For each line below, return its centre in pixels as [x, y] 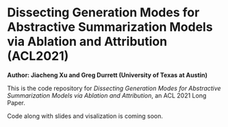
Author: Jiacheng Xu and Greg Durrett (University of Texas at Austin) [107, 75]
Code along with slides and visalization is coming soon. [85, 116]
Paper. [16, 102]
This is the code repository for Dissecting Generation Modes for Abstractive [114, 88]
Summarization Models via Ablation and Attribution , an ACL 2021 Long [107, 95]
